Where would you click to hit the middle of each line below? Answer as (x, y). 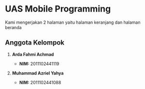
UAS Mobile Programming (58, 9)
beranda (13, 27)
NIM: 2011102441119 (39, 63)
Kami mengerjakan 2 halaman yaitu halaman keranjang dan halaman (73, 22)
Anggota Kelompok (35, 43)
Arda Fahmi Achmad (33, 54)
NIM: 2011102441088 (40, 82)
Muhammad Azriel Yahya (38, 73)
